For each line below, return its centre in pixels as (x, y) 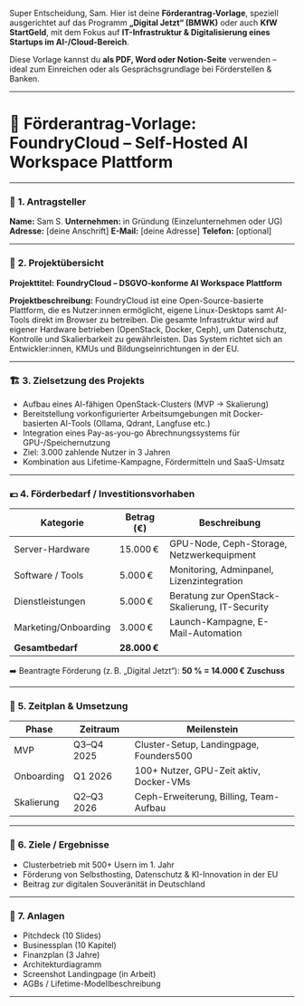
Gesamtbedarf (46, 648)
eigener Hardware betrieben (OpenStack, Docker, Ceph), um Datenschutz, (148, 329)
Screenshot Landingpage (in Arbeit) (89, 974)
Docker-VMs (162, 782)
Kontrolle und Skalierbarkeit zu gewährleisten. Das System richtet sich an (146, 339)
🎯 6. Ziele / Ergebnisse (60, 845)
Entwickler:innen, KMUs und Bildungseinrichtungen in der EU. (124, 349)
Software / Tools (49, 576)
